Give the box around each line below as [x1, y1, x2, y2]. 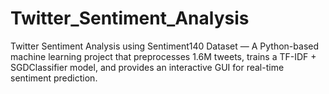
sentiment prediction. [10, 72, 98, 84]
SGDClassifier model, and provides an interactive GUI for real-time [10, 61, 285, 73]
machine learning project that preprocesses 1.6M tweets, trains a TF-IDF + [10, 50, 317, 62]
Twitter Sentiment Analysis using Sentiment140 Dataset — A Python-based [10, 40, 320, 52]
